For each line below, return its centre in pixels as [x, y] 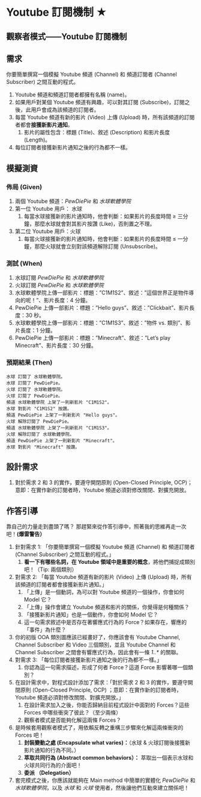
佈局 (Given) [24, 187]
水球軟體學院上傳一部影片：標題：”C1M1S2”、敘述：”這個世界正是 [97, 293]
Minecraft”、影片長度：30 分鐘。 [56, 345]
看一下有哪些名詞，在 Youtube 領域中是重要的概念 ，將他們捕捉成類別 [109, 562]
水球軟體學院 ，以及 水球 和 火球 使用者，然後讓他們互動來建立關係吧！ [102, 788]
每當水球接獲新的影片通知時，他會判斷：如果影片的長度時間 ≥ [100, 216]
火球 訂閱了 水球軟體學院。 [36, 389]
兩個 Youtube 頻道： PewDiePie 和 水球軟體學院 [73, 201]
